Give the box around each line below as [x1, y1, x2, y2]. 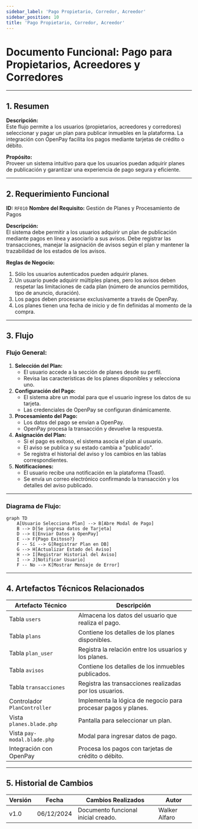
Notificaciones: [14, 462, 54, 470]
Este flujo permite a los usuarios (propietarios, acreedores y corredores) [6, 123, 181, 130]
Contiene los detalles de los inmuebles [78, 662, 185, 670]
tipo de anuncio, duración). [14, 289, 81, 296]
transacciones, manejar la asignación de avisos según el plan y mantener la [6, 241, 190, 248]
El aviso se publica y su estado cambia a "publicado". [23, 444, 153, 451]
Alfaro [158, 813, 176, 821]
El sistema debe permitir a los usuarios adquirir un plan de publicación [6, 229, 177, 236]
